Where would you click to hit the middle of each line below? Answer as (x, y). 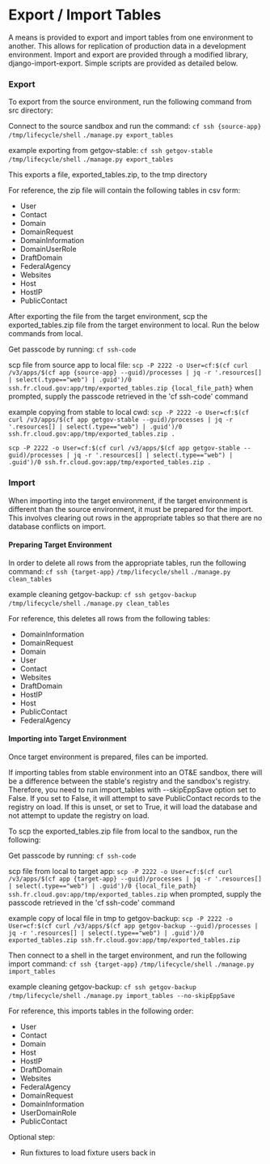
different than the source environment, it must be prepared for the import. (131, 509)
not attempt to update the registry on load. (79, 815)
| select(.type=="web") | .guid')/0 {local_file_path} (103, 886)
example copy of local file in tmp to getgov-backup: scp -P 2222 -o (120, 918)
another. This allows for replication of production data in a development (127, 45)
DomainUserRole (48, 249)
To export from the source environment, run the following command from (130, 102)
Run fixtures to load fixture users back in (88, 1153)
